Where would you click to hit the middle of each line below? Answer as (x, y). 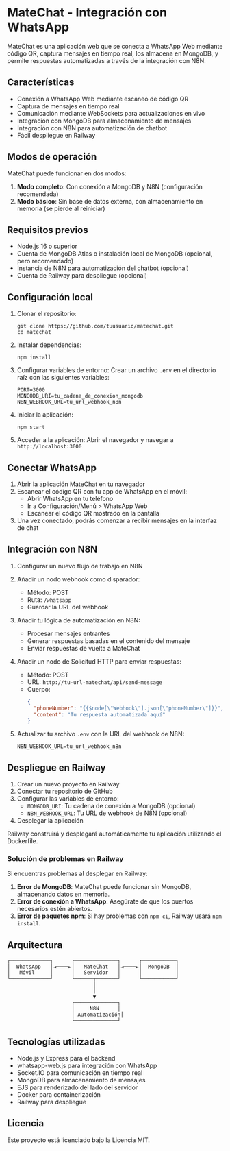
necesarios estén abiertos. (54, 909)
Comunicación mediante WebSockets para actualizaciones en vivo (111, 113)
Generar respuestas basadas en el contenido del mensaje (108, 641)
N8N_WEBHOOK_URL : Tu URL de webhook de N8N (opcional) (107, 813)
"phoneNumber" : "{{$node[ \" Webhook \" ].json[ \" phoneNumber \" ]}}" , (128, 708)
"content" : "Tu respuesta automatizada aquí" (99, 714)
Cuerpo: (39, 689)
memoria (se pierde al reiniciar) (61, 208)
